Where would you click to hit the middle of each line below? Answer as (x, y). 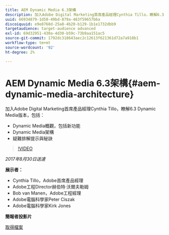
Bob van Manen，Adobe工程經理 (47, 193)
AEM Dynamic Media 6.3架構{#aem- (83, 83)
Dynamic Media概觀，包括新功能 (46, 126)
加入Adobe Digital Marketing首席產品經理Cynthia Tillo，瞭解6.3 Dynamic (81, 109)
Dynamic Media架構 (33, 132)
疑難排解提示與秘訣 (33, 138)
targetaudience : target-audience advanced (50, 29)
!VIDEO (25, 149)
